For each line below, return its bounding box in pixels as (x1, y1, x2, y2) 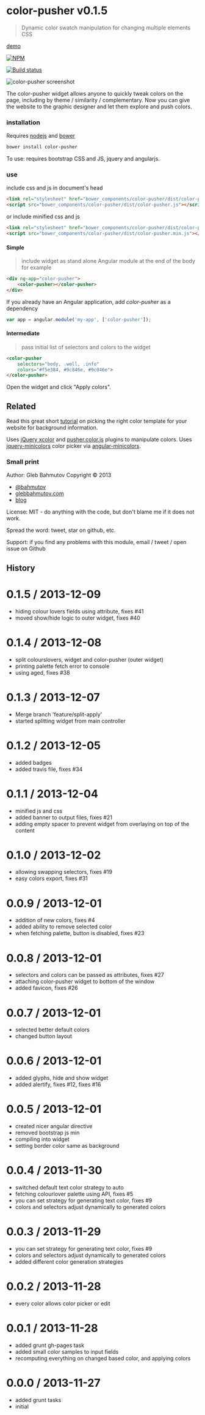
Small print (6, 458, 40, 466)
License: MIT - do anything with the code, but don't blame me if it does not (6, 508, 195, 515)
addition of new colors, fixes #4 (15, 917, 95, 924)
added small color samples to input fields (15, 1348, 119, 1355)
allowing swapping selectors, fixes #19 (15, 868, 113, 876)
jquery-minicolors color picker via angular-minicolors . (6, 442, 142, 450)
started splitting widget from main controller (15, 717, 126, 724)
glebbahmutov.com (15, 490, 64, 497)
